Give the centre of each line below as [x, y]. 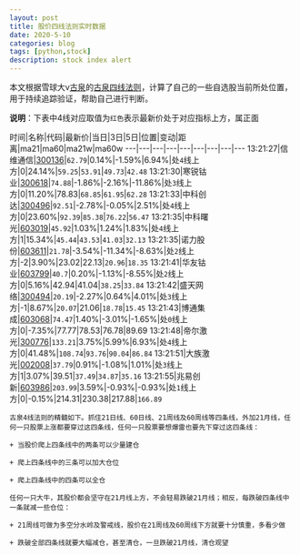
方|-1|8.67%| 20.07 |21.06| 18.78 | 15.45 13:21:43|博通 [104, 308]
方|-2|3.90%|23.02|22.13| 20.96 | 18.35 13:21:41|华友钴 [108, 262]
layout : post [34, 18]
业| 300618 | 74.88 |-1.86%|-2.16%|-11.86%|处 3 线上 [101, 182]
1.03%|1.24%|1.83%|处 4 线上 [127, 228]
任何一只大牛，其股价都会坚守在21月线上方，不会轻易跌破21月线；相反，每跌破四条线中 [150, 498]
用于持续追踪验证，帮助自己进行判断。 [81, 98]
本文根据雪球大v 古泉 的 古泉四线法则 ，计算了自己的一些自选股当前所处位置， [151, 87]
